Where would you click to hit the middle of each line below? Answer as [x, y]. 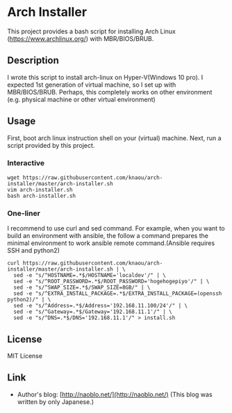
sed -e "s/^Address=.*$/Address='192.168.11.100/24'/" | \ [101, 306]
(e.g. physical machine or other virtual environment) [82, 99]
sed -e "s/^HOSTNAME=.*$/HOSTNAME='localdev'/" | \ [90, 276]
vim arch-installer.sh [40, 189]
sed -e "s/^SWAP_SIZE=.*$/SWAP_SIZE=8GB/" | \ [82, 288]
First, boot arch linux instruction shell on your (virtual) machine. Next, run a [114, 138]
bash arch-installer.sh [42, 196]
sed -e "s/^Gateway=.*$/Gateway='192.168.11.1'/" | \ [93, 312]
